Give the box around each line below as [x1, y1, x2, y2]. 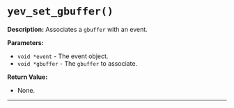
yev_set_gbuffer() [7, 5, 114, 18]
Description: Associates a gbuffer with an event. [7, 25, 148, 33]
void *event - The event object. [17, 52, 109, 60]
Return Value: [7, 73, 48, 81]
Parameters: [7, 38, 44, 46]
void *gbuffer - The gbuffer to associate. [17, 59, 138, 67]
